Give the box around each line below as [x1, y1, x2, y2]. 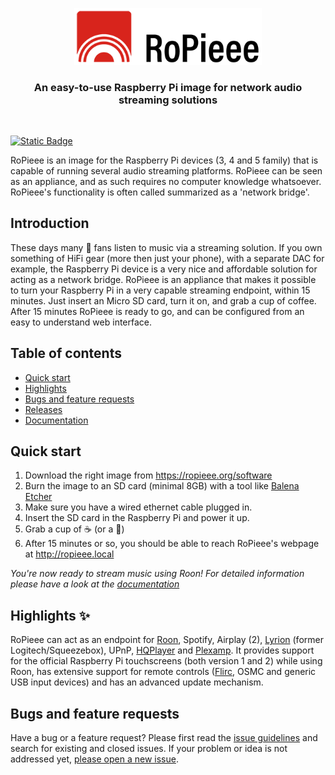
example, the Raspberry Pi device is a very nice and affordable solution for [10, 263, 318, 275]
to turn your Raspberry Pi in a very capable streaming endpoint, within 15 [10, 284, 311, 296]
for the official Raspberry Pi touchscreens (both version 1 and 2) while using [10, 655, 323, 667]
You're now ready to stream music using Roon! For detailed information [10, 568, 305, 580]
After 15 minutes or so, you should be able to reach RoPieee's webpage [24, 538, 320, 550]
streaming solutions [118, 93, 218, 107]
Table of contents [10, 345, 122, 362]
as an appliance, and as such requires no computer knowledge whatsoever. [10, 176, 322, 188]
